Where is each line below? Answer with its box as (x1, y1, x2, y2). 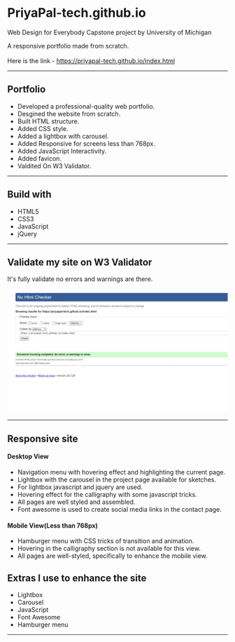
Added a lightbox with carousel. (17, 132, 109, 140)
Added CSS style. (17, 124, 69, 132)
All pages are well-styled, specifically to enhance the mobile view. (17, 552, 208, 560)
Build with (7, 189, 52, 200)
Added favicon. (17, 154, 62, 163)
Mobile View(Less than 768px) (7, 521, 98, 530)
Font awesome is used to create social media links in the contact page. (17, 505, 222, 513)
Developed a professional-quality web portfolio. (17, 102, 155, 110)
